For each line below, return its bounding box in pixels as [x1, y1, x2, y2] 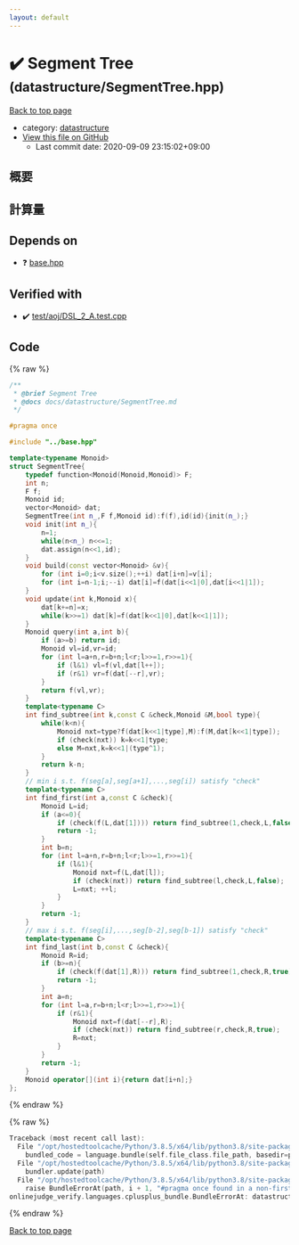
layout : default [9, 12, 69, 22]
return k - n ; [41, 760, 86, 769]
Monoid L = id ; [41, 801, 90, 811]
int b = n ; [41, 843, 74, 852]
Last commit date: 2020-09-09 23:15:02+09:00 [35, 141, 211, 152]
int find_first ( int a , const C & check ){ [25, 793, 174, 802]
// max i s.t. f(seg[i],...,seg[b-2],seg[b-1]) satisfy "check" [25, 926, 269, 935]
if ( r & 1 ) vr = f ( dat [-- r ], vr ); [56, 669, 166, 678]
